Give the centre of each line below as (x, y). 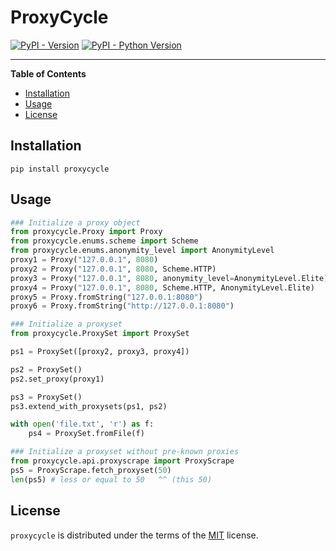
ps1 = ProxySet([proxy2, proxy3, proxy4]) (100, 352)
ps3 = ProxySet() (46, 397)
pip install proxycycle (60, 169)
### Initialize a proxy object (75, 222)
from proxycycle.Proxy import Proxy (86, 232)
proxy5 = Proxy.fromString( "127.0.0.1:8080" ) (106, 297)
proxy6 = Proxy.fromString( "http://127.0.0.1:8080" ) (122, 306)
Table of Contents (48, 73)
